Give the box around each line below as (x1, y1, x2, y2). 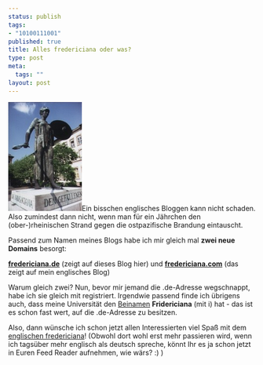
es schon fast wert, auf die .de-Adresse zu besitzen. (8, 307, 178, 317)
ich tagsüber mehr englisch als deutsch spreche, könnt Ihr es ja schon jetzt (8, 339, 251, 349)
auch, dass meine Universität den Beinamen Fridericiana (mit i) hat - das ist (8, 299, 254, 308)
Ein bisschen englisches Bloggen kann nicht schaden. (82, 203, 256, 213)
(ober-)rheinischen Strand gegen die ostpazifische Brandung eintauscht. (8, 220, 243, 229)
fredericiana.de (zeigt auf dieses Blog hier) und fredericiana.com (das (8, 259, 239, 268)
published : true (8, 38, 61, 46)
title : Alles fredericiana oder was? (8, 46, 132, 54)
